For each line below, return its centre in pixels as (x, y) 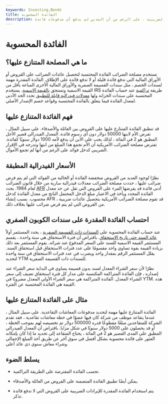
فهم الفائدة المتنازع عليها (39, 116)
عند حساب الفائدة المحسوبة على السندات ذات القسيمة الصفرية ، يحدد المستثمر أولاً (83, 232)
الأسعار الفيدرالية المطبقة (40, 165)
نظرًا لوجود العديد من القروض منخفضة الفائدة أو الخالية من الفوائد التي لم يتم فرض (82, 177)
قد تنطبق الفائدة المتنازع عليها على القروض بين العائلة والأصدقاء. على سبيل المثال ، (82, 128)
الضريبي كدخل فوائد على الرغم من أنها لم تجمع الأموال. (57, 150)
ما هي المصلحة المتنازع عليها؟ (46, 62)
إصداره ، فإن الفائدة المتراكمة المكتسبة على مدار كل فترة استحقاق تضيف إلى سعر (82, 273)
